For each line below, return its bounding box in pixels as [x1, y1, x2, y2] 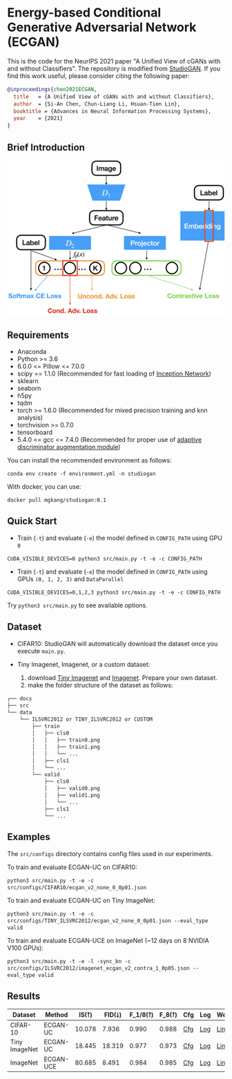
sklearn [17, 377, 39, 385]
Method [44, 1011, 68, 1019]
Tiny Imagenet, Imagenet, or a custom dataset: [17, 660, 151, 668]
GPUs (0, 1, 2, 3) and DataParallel [17, 574, 124, 583]
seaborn [17, 385, 41, 393]
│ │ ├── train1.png [32, 743, 100, 750]
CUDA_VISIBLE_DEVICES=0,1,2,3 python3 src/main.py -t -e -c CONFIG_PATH [7, 589, 221, 596]
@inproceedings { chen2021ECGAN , [7, 86, 97, 93]
